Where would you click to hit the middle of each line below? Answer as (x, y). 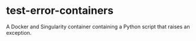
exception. (19, 32)
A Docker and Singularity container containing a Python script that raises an (98, 27)
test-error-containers (60, 11)
